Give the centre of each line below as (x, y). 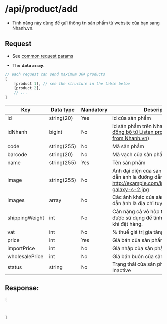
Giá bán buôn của (133, 256)
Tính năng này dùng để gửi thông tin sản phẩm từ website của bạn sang (86, 23)
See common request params (43, 56)
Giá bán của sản (131, 240)
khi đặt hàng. (127, 224)
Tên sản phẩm (129, 162)
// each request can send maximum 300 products (55, 74)
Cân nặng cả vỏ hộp (136, 212)
